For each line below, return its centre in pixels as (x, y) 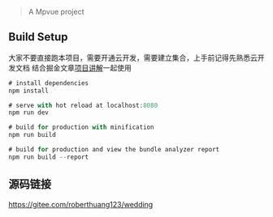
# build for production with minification (81, 128)
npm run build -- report (49, 157)
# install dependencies (49, 83)
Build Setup (38, 37)
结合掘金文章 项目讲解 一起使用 (81, 67)
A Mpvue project (56, 12)
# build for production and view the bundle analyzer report (114, 150)
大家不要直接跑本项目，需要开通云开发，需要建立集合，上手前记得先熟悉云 (133, 57)
